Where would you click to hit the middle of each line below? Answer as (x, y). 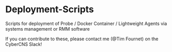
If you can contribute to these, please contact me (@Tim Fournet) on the (82, 39)
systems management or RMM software (47, 29)
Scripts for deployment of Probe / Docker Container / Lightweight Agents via (86, 23)
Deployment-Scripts (50, 9)
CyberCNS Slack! (24, 44)
